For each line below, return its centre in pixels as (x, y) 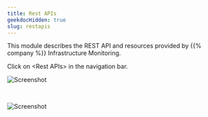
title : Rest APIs (32, 13)
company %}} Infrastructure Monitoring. (64, 53)
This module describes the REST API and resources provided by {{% (104, 46)
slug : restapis (29, 26)
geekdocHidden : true (37, 20)
